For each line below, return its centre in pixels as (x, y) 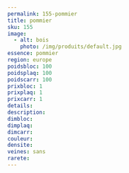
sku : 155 (20, 27)
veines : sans (27, 152)
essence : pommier (33, 54)
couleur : (20, 138)
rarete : (19, 159)
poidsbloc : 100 (30, 66)
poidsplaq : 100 (30, 73)
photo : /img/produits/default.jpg (71, 47)
